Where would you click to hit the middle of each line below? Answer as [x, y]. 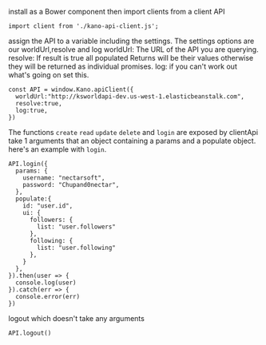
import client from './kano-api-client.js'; [83, 26]
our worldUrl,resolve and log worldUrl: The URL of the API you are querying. [133, 50]
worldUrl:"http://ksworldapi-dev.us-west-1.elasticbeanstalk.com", [130, 97]
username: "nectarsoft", [64, 178]
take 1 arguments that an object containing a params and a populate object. [132, 141]
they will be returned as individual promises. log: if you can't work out [123, 66]
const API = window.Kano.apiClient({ [71, 89]
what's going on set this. [49, 75]
